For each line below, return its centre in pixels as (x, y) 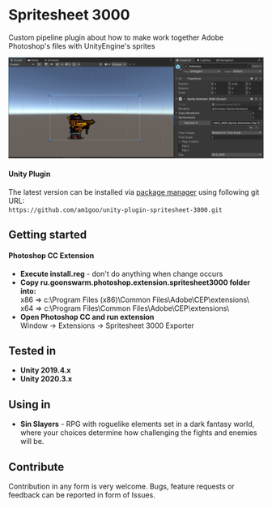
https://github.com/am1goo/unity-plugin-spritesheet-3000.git (115, 210)
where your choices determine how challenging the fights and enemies (138, 433)
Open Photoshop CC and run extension (87, 316)
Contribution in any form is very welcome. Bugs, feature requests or (121, 486)
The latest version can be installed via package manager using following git (134, 192)
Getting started (48, 235)
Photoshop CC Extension (51, 255)
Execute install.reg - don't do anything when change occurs (121, 273)
